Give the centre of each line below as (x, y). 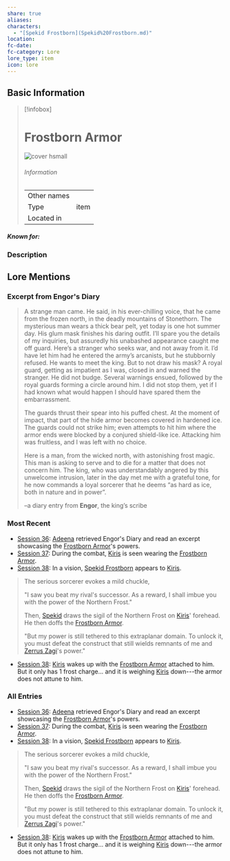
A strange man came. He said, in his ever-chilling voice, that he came (122, 312)
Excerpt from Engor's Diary (54, 296)
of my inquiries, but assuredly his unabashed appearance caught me (121, 341)
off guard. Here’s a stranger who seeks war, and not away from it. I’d (121, 348)
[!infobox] (38, 109)
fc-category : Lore (33, 52)
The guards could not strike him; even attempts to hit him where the (120, 428)
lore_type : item (30, 59)
